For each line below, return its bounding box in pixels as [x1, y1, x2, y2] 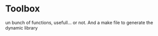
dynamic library [5, 24, 38, 30]
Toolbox [5, 3, 40, 14]
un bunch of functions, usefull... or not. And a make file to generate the [5, 19, 153, 25]
